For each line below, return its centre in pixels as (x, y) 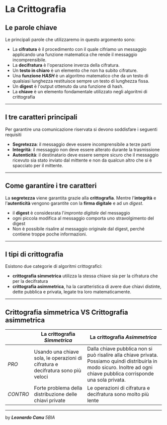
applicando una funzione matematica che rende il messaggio (75, 54)
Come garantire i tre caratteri (51, 186)
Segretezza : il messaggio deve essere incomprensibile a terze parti (82, 144)
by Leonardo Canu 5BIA (30, 418)
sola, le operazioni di (58, 358)
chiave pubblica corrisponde (120, 374)
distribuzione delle (56, 394)
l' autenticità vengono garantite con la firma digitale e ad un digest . (74, 203)
